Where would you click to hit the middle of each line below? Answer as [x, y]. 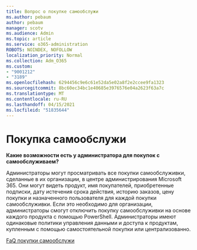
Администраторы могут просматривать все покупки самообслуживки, [96, 173]
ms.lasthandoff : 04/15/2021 [41, 104]
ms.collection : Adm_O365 [36, 61]
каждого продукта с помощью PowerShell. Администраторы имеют [91, 217]
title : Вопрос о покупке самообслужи [52, 11]
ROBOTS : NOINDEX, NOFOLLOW [39, 50]
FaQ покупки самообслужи [40, 241]
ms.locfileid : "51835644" [38, 110]
